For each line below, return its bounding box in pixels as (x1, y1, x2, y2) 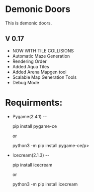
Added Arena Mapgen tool (12, 69, 67, 75)
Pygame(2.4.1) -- (12, 113, 47, 119)
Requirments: (5, 97, 63, 108)
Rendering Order (12, 58, 47, 64)
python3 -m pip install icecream (12, 181, 78, 187)
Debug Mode (12, 79, 40, 85)
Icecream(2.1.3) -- (12, 152, 50, 158)
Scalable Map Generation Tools (12, 74, 77, 80)
